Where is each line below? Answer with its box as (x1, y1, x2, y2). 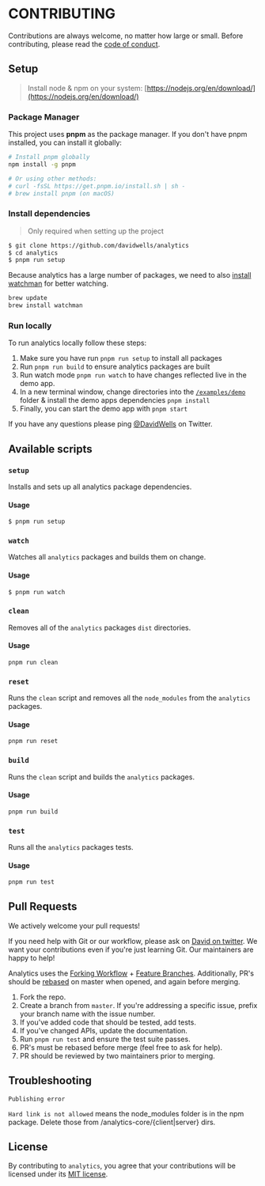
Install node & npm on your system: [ (27, 83, 148, 93)
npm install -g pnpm (8, 160, 77, 169)
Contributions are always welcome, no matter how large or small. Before (8, 31, 244, 40)
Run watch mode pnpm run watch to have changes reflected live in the (19, 370, 247, 380)
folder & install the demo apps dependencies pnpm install (19, 396, 210, 405)
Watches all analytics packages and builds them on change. (8, 552, 206, 562)
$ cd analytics (8, 248, 59, 257)
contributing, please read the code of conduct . (8, 39, 161, 48)
